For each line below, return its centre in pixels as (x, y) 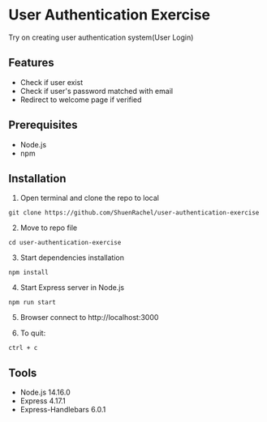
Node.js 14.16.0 (45, 392)
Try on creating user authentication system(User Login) (101, 37)
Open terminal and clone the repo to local (90, 198)
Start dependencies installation (72, 258)
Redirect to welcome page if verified (81, 100)
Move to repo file (49, 228)
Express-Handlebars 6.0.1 (63, 410)
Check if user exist (52, 82)
